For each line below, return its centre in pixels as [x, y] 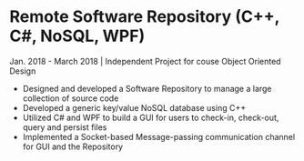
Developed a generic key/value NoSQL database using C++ [134, 107]
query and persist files [65, 127]
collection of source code [71, 98]
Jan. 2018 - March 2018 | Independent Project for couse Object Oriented [145, 61]
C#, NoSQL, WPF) [77, 36]
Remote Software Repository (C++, [145, 17]
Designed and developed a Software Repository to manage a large [147, 88]
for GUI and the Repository [73, 146]
